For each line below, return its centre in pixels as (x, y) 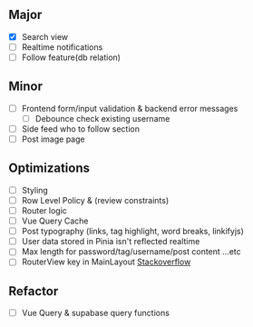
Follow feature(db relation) (71, 57)
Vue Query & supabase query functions (95, 313)
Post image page (53, 139)
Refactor (34, 291)
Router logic (44, 211)
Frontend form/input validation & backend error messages (130, 108)
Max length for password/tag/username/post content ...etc (131, 252)
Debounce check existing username (102, 118)
